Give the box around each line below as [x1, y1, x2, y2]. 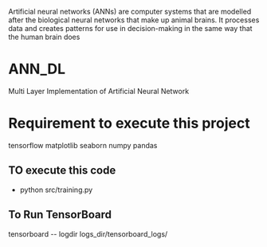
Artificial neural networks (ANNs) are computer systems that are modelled [8, 7, 252, 16]
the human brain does [8, 32, 80, 41]
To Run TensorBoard [8, 208, 112, 222]
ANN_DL [8, 60, 66, 78]
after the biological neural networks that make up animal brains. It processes [8, 15, 260, 25]
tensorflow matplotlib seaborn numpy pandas [8, 140, 158, 150]
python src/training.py [19, 185, 93, 194]
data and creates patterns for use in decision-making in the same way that [8, 24, 253, 33]
